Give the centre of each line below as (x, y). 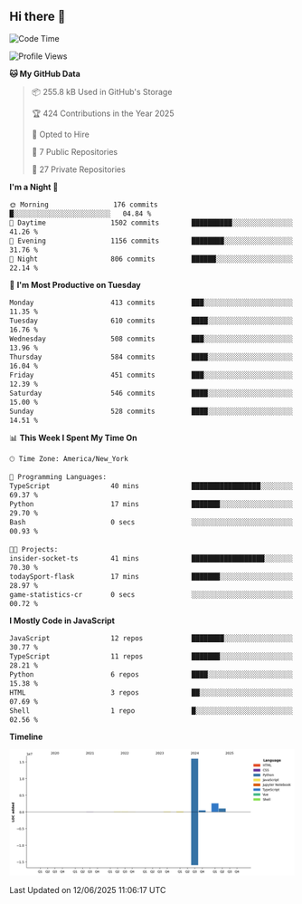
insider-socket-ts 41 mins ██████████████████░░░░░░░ (151, 558)
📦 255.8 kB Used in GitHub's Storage (102, 91)
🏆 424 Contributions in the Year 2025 (103, 113)
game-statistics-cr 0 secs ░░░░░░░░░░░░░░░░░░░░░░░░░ (151, 594)
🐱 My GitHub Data (45, 73)
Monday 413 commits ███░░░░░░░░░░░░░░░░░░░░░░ (151, 303)
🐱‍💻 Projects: (34, 549)
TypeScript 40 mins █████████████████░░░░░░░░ (151, 486)
